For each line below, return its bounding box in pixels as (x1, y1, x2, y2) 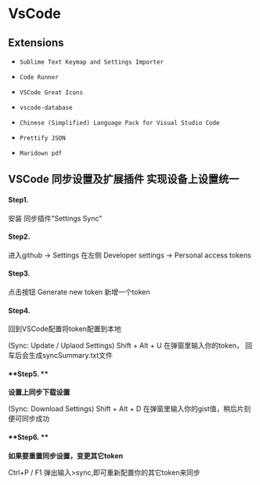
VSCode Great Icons (19, 89, 84, 97)
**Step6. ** (8, 432, 49, 442)
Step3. (8, 268, 31, 279)
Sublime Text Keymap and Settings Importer (19, 58, 164, 66)
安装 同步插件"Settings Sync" (8, 213, 103, 223)
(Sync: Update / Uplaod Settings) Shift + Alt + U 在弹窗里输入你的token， (8, 341, 244, 350)
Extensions (8, 36, 64, 49)
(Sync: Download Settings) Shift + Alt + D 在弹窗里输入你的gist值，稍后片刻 (8, 404, 251, 414)
